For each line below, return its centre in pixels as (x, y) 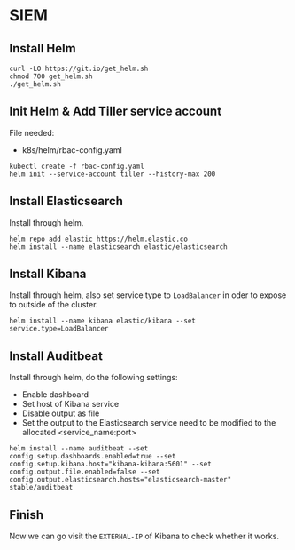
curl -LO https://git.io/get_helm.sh (79, 68)
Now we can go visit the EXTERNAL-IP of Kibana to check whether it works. (144, 536)
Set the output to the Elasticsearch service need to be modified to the (149, 423)
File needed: (32, 132)
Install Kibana (48, 274)
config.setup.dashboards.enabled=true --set (93, 457)
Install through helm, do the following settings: (94, 378)
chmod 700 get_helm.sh (51, 76)
